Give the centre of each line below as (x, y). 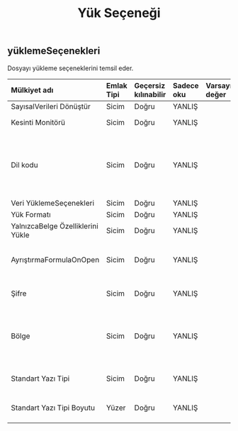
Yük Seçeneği (119, 13)
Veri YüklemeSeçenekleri (52, 203)
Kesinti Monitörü (38, 122)
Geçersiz (150, 85)
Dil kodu (24, 164)
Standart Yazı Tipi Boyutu (53, 408)
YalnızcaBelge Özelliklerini (55, 226)
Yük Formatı (31, 214)
